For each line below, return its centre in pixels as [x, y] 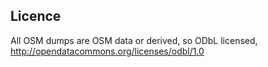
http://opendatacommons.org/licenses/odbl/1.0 [107, 51]
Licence [36, 16]
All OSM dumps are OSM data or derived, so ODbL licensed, [134, 40]
